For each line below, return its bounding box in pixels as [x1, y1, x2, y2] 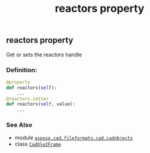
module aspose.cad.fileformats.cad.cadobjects [14, 134, 133, 141]
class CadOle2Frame [14, 141, 61, 148]
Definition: [6, 66, 37, 74]
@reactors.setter [6, 95, 49, 102]
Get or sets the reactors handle [6, 51, 82, 58]
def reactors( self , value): [6, 101, 76, 107]
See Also [6, 121, 33, 129]
